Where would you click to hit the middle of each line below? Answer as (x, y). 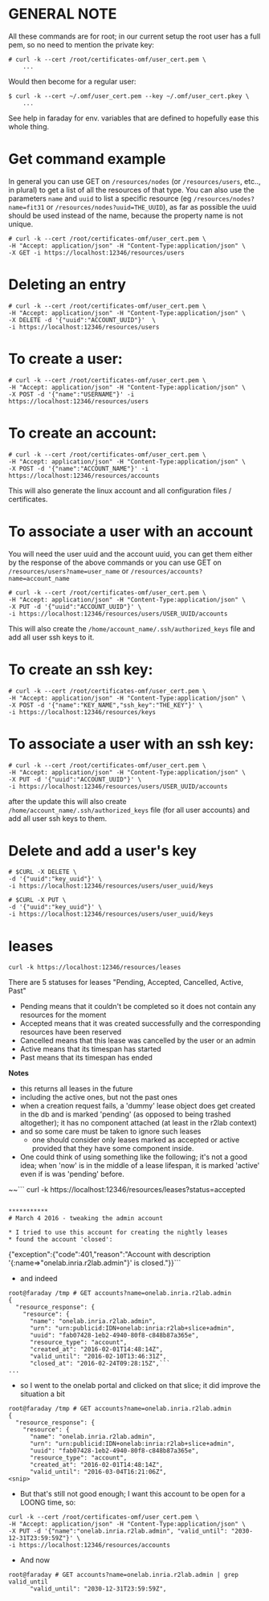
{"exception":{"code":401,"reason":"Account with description (110, 1255)
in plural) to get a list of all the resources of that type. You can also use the (131, 190)
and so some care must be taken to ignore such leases (110, 1131)
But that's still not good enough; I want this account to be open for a (132, 1494)
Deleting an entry (67, 285)
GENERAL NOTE (63, 14)
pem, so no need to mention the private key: (82, 44)
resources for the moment (63, 1015)
